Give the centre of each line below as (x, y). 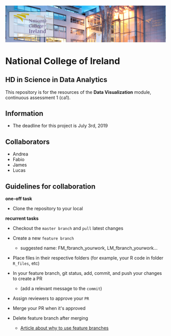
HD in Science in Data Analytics (56, 80)
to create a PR (27, 279)
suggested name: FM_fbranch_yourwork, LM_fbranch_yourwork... (89, 248)
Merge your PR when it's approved (49, 308)
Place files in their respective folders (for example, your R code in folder (88, 258)
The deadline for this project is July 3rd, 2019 (60, 126)
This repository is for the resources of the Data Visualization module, (78, 92)
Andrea (20, 154)
